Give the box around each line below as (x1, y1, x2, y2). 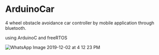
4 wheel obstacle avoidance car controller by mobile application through (5, 20, 154, 26)
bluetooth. (5, 25, 26, 31)
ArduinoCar (5, 3, 55, 15)
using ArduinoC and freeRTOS (5, 35, 67, 41)
